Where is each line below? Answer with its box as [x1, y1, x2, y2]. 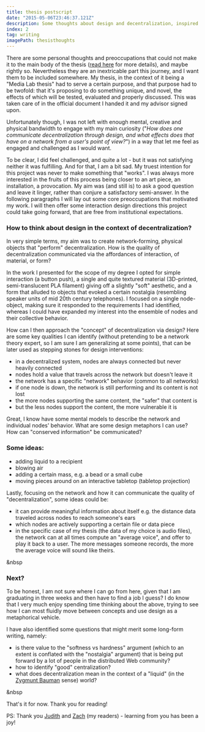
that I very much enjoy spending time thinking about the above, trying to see [6, 600, 199, 608]
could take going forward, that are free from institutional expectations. [6, 208, 184, 215]
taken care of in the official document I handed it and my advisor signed [6, 100, 188, 107]
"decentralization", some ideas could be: [6, 495, 109, 503]
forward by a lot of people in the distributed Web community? [15, 657, 170, 664]
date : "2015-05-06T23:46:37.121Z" [6, 15, 95, 21]
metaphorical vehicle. [6, 614, 61, 621]
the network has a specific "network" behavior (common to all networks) [15, 378, 199, 385]
